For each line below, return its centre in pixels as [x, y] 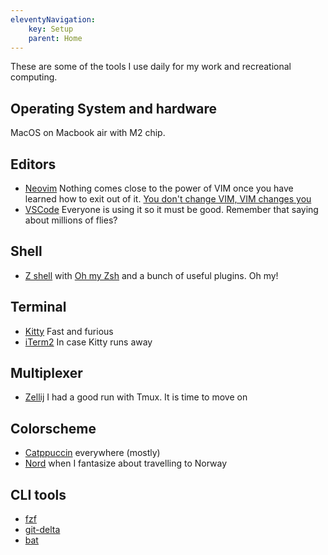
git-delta [42, 530]
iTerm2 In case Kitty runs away [88, 342]
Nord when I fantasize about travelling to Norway [126, 463]
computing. [34, 77]
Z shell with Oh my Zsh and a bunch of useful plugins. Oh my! [151, 275]
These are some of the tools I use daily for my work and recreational [151, 67]
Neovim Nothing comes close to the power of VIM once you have [159, 188]
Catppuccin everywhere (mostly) [92, 453]
